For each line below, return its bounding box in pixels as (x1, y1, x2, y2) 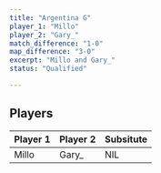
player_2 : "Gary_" (9, 30, 79, 39)
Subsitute (104, 133, 148, 146)
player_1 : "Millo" (9, 22, 79, 31)
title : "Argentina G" (9, 13, 92, 23)
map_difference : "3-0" (9, 47, 96, 56)
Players (9, 106, 54, 121)
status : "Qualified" (9, 65, 88, 74)
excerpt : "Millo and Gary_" (9, 56, 116, 65)
